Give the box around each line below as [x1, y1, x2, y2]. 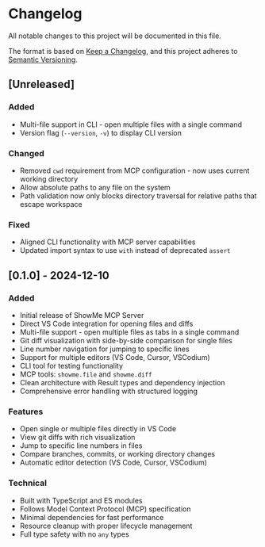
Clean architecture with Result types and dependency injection [19, 377, 225, 387]
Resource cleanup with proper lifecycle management [19, 521, 193, 530]
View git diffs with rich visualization [19, 433, 136, 442]
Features [8, 406, 44, 417]
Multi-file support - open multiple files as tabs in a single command [19, 327, 240, 337]
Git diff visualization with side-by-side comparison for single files [19, 335, 232, 345]
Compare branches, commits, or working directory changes [19, 449, 216, 459]
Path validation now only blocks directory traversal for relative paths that [19, 191, 257, 201]
